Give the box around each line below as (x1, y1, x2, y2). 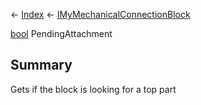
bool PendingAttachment (10, 28, 113, 39)
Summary (10, 57, 73, 74)
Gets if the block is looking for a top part (10, 83, 177, 95)
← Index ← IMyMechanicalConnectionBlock (10, 9, 191, 20)
